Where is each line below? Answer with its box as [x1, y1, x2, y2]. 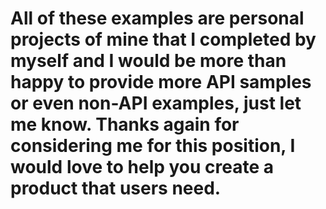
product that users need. [10, 177, 222, 200]
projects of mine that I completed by [10, 28, 317, 51]
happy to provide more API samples [10, 71, 312, 94]
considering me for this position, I [10, 135, 296, 157]
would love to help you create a [10, 156, 275, 179]
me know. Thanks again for [10, 113, 240, 136]
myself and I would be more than [10, 50, 287, 72]
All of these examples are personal [10, 7, 305, 30]
